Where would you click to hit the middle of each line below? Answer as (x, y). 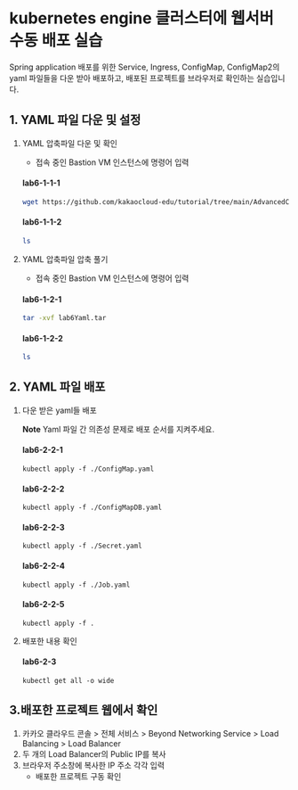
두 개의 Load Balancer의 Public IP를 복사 (94, 753)
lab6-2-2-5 (43, 605)
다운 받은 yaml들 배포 (60, 410)
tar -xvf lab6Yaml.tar (64, 318)
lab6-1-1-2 (42, 222)
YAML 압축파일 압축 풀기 (65, 259)
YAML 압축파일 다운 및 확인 (70, 143)
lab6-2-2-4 (43, 566)
